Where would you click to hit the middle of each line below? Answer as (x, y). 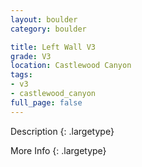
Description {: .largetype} (62, 131)
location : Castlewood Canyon (71, 66)
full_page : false (46, 102)
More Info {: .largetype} (58, 150)
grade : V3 (31, 56)
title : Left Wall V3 (53, 47)
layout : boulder (44, 19)
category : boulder (48, 29)
